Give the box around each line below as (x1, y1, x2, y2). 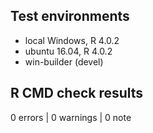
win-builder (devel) (24, 55, 104, 68)
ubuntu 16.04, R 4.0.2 (24, 45, 113, 57)
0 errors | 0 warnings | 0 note (10, 111, 132, 123)
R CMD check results (10, 85, 144, 102)
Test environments (10, 8, 130, 25)
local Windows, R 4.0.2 (24, 34, 120, 46)
